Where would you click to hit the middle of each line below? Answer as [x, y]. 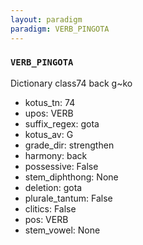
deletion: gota [53, 187]
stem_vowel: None [62, 230]
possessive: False [61, 166]
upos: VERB [49, 113]
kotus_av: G [49, 134]
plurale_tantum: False [68, 198]
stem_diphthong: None [71, 177]
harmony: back [56, 155]
